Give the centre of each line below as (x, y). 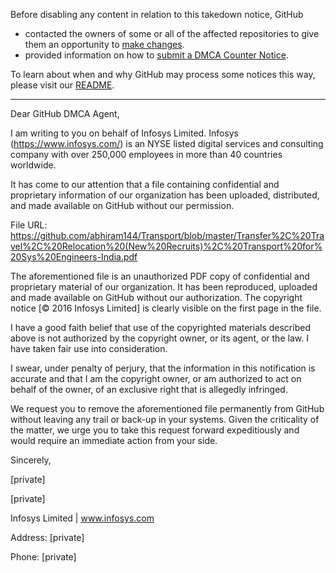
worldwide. (33, 165)
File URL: (29, 225)
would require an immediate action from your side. (114, 440)
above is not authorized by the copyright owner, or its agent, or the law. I (159, 338)
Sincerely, (31, 460)
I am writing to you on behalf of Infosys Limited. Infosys (124, 133)
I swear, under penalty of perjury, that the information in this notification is (163, 368)
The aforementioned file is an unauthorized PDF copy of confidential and (160, 276)
